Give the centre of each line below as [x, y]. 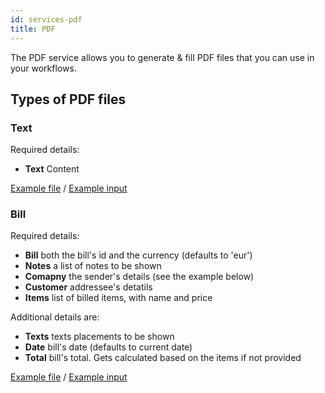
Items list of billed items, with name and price [118, 298]
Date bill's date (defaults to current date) [108, 347]
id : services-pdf [46, 19]
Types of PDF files [68, 99]
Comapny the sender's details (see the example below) [139, 277]
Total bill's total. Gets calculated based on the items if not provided [163, 358]
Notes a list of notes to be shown [93, 266]
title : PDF [33, 29]
